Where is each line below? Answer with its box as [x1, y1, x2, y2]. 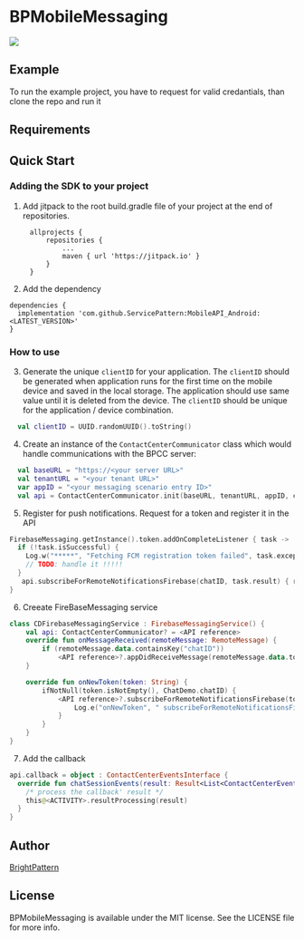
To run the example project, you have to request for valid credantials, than [9, 86, 285, 97]
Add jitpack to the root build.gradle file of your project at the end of [22, 200, 273, 211]
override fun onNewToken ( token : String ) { [25, 677, 188, 686]
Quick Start [9, 152, 75, 169]
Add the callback [22, 752, 86, 763]
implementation [17, 308, 75, 318]
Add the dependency [22, 283, 101, 294]
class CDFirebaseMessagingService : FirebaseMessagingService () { [9, 619, 265, 628]
